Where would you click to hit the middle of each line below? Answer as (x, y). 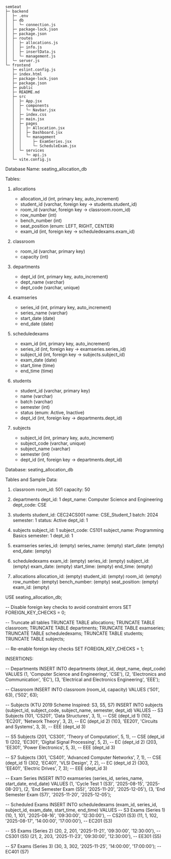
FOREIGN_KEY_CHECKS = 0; (35, 613)
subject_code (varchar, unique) (53, 443)
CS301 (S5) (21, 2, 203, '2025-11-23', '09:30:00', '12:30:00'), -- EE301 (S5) (83, 836)
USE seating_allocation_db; (34, 597)
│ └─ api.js (29, 155)
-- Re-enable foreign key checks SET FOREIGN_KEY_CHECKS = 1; (75, 649)
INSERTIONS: (19, 659)
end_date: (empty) (32, 551)
